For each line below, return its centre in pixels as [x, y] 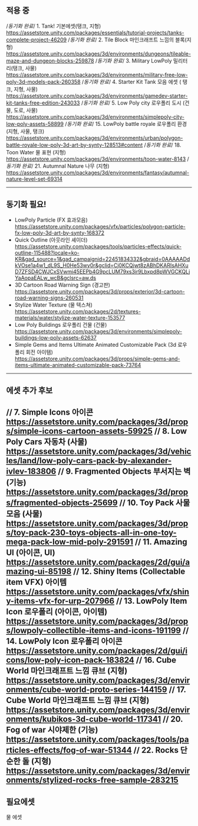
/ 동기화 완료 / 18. [163, 145]
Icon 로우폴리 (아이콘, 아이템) [57, 612]
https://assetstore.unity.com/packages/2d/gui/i [97, 651]
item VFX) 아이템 [37, 582]
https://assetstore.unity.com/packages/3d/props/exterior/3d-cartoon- [100, 291]
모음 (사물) [24, 514]
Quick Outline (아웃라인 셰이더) [51, 240]
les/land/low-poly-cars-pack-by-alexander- [89, 461]
